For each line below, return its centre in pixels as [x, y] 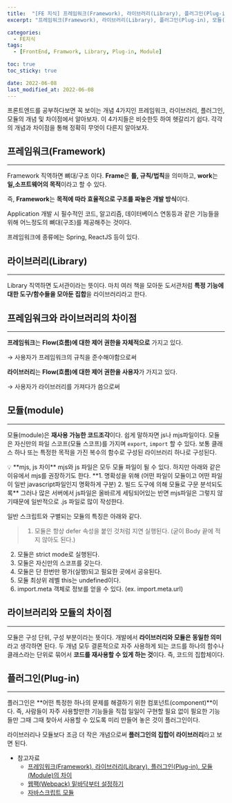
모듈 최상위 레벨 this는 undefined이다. [69, 580]
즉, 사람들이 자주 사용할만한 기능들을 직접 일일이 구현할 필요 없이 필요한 [112, 711]
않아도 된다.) [59, 539]
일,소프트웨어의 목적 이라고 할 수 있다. [57, 185]
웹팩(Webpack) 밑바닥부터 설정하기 [76, 784]
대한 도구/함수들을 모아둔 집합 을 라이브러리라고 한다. [77, 294]
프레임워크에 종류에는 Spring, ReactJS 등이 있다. [73, 237]
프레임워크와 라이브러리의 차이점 [72, 318]
